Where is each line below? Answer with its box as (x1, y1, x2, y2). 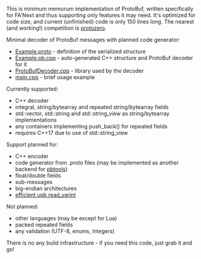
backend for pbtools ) (15, 166, 68, 172)
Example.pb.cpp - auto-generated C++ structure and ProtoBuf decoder (15, 54, 194, 61)
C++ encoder (15, 152, 49, 160)
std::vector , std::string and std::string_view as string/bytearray (15, 110, 170, 117)
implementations (15, 116, 57, 123)
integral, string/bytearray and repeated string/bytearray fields (15, 103, 169, 111)
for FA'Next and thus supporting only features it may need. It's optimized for (6, 11, 196, 19)
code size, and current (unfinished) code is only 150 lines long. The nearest (6, 18, 194, 25)
